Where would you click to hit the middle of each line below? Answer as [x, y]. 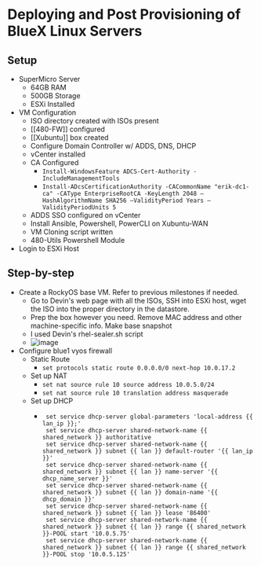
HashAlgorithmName [72, 200]
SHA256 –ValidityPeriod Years [155, 200]
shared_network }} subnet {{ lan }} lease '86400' [127, 513]
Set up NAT [49, 376]
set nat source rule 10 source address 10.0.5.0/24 [128, 384]
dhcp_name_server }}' [77, 478]
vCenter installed [58, 154]
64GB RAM [49, 87]
